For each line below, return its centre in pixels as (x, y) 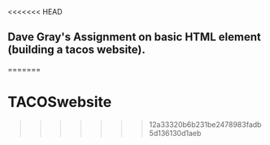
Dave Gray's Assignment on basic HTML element (134, 37)
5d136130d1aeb (175, 133)
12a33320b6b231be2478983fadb (205, 124)
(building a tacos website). (76, 50)
